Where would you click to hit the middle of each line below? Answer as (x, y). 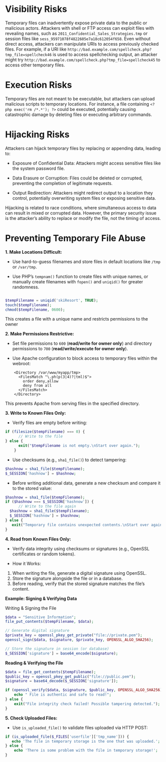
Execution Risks (39, 85)
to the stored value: (32, 488)
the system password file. (39, 168)
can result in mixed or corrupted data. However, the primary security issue (81, 213)
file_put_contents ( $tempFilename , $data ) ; (49, 622)
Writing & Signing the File (31, 608)
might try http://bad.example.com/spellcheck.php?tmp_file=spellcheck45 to (83, 59)
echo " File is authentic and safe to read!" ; (63, 695)
